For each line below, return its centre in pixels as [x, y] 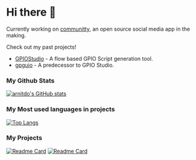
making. [16, 35]
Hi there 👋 [31, 12]
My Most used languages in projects [61, 109]
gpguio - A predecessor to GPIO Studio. [65, 65]
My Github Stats [30, 81]
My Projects [24, 138]
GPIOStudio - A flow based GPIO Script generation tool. [84, 58]
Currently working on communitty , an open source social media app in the [98, 29]
